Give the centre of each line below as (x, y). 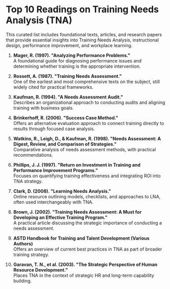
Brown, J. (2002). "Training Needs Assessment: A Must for (77, 212)
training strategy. (31, 254)
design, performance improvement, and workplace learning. (69, 45)
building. (23, 281)
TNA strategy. (28, 181)
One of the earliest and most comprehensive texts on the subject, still (87, 81)
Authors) (23, 243)
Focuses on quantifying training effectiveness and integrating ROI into (87, 176)
